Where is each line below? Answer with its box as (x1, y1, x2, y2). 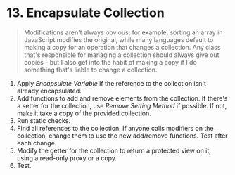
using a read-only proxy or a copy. (16, 153, 118, 162)
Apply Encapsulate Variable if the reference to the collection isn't (16, 79, 207, 87)
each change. (16, 138, 57, 147)
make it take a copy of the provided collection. (16, 109, 152, 117)
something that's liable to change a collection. (23, 65, 158, 74)
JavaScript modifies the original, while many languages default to (23, 35, 214, 44)
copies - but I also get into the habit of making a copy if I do (23, 58, 198, 66)
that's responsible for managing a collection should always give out (23, 51, 220, 59)
